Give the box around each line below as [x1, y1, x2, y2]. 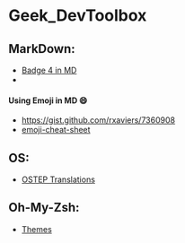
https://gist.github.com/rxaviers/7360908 [21, 115, 176, 126]
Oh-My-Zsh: [8, 200, 80, 215]
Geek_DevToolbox [8, 5, 147, 26]
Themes [21, 223, 53, 234]
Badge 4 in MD [21, 65, 77, 75]
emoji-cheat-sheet [21, 125, 91, 135]
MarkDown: [8, 41, 75, 56]
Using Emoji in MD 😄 [8, 95, 88, 106]
